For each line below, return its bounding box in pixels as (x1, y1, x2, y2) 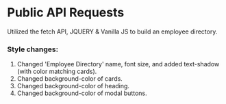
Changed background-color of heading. (16, 82, 130, 90)
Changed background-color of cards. (16, 75, 123, 83)
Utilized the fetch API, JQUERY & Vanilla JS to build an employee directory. (7, 27, 218, 36)
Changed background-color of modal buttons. (16, 89, 147, 97)
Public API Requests (7, 5, 125, 21)
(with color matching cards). (16, 67, 97, 76)
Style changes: (7, 44, 59, 54)
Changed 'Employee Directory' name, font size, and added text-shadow (16, 60, 220, 68)
